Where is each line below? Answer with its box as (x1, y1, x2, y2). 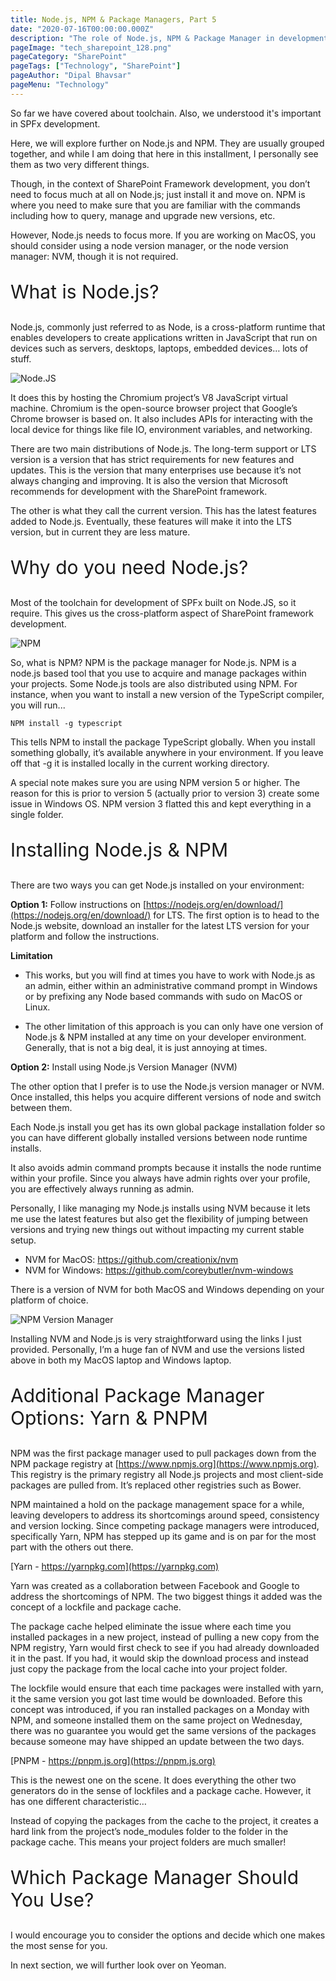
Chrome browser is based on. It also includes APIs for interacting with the (10, 412, 313, 425)
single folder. (10, 808, 64, 820)
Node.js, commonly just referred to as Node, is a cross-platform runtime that (10, 321, 326, 333)
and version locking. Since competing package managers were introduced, (10, 1519, 320, 1531)
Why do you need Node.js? (10, 555, 249, 579)
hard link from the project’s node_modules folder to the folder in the (10, 1825, 289, 1837)
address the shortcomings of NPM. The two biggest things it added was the (10, 1590, 323, 1602)
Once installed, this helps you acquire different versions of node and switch (10, 1091, 322, 1103)
